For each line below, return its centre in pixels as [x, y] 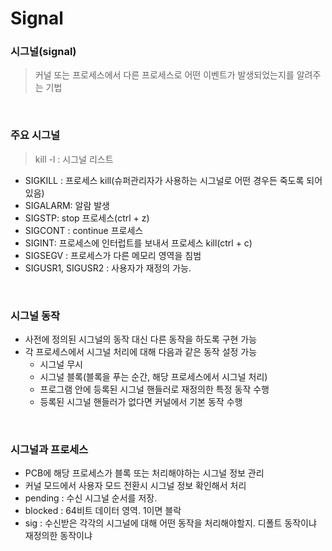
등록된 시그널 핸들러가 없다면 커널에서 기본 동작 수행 [141, 402]
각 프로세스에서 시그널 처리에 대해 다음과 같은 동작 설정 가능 [141, 352]
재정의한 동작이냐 [58, 536]
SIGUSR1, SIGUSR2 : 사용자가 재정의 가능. [108, 268]
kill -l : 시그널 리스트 [74, 159]
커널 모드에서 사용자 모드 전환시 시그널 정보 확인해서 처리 [135, 486]
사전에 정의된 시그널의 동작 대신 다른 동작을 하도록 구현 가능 [141, 339]
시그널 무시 [61, 364]
